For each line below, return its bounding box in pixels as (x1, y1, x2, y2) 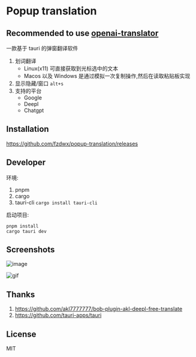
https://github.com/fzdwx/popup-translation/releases (6, 140, 138, 147)
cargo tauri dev (6, 228, 47, 234)
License (6, 329, 37, 339)
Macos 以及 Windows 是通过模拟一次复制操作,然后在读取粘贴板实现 (23, 72, 191, 79)
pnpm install (6, 223, 39, 229)
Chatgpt (23, 107, 44, 114)
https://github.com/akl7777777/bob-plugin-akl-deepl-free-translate (14, 305, 183, 313)
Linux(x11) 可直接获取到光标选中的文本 (23, 65, 119, 72)
